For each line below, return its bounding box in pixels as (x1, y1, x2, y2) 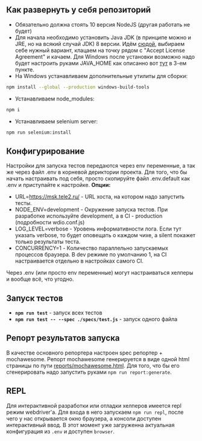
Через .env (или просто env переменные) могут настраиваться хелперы (6, 269, 194, 276)
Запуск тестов (6, 293, 63, 303)
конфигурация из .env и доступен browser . (6, 428, 115, 435)
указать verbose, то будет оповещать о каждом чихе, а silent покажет (14, 232, 196, 239)
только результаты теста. (14, 238, 81, 246)
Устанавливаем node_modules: (14, 95, 95, 102)
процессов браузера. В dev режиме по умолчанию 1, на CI (14, 251, 167, 258)
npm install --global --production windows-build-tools (6, 84, 150, 90)
